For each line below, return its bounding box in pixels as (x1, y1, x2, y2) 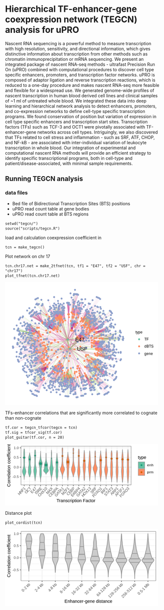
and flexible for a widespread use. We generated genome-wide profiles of (5, 87, 154, 93)
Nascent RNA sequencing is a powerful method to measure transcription (5, 40, 152, 46)
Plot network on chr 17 (5, 253, 50, 259)
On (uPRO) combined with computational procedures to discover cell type (5, 66, 154, 72)
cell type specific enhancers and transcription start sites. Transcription (5, 119, 148, 125)
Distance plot (5, 510, 32, 516)
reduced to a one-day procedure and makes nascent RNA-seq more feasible (5, 82, 160, 88)
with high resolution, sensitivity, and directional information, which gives (5, 46, 151, 52)
